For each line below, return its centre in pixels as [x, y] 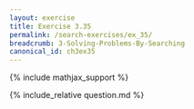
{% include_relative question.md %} [77, 95]
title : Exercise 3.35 [51, 26]
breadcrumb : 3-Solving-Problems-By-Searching [97, 43]
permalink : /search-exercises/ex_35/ [81, 35]
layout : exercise [42, 18]
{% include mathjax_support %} [69, 77]
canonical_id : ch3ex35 [52, 52]
